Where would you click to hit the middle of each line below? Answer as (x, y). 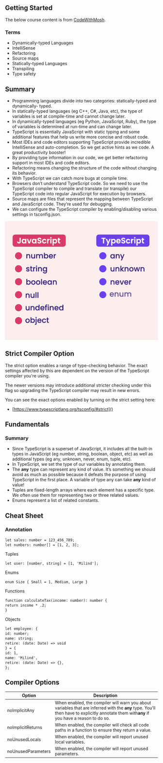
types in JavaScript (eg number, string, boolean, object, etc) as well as (82, 454)
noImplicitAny (21, 711)
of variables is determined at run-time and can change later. (72, 126)
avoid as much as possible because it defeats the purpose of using (79, 475)
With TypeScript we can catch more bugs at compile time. (70, 178)
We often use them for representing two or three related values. (76, 495)
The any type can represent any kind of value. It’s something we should (83, 469)
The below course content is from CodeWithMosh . (55, 19)
